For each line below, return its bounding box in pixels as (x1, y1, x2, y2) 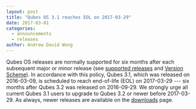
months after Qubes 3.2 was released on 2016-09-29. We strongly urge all (6, 83, 188, 91)
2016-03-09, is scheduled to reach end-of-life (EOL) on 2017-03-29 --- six (6, 77, 190, 84)
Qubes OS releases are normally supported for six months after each (6, 58, 175, 66)
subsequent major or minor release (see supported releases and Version (6, 64, 184, 71)
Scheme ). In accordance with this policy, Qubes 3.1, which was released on (6, 71, 190, 78)
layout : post (6, 8, 39, 15)
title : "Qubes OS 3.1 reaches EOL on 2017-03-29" (6, 14, 132, 20)
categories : (6, 25, 36, 32)
